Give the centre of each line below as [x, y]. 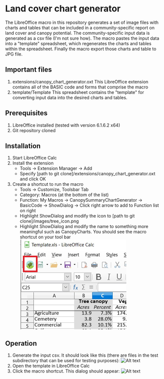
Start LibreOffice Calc [35, 158]
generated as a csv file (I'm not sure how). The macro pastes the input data [82, 38]
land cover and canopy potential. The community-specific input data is [78, 33]
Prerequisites [26, 113]
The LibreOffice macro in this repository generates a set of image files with [82, 22]
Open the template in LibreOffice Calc [51, 366]
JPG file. [14, 54]
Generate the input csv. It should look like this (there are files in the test [85, 355]
